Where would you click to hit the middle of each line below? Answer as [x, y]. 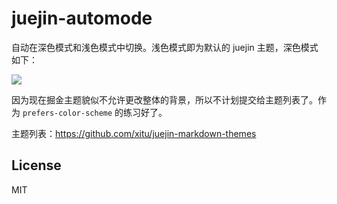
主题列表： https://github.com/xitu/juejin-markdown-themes [134, 133]
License [36, 165]
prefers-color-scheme [67, 113]
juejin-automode [82, 18]
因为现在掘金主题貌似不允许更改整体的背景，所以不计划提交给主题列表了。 [164, 99]
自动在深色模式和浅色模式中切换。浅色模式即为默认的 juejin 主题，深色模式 [165, 47]
